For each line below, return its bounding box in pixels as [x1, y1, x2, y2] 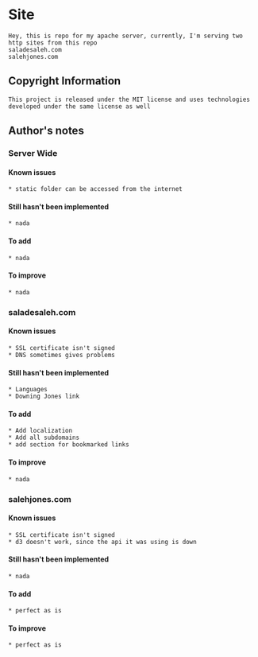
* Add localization [8, 427, 73, 435]
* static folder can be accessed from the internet [8, 185, 183, 193]
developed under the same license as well [8, 102, 151, 111]
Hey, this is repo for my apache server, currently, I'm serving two [8, 32, 244, 40]
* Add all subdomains [8, 433, 80, 442]
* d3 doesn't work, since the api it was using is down [8, 538, 197, 546]
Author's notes [8, 124, 85, 138]
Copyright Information [8, 74, 121, 88]
